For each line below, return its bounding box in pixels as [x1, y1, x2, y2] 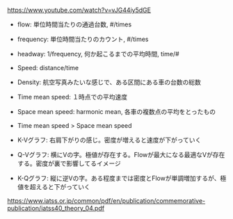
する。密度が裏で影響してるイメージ [17, 159, 122, 168]
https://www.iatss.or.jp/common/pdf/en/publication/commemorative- [7, 197, 206, 204]
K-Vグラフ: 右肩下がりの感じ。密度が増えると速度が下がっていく [17, 136, 202, 144]
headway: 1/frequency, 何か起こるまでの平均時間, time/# [17, 50, 179, 58]
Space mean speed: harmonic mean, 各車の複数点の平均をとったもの [17, 108, 216, 115]
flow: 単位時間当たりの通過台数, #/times [17, 20, 132, 29]
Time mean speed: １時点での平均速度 [17, 93, 128, 101]
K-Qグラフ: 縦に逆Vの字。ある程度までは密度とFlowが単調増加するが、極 [17, 174, 227, 182]
